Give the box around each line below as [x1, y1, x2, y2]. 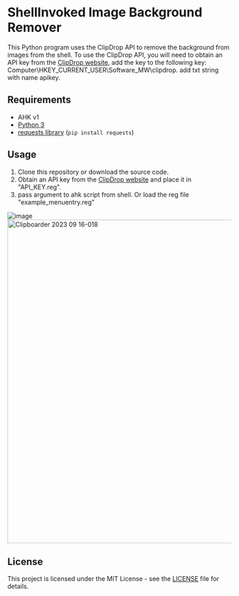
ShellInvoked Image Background [7, 4, 203, 21]
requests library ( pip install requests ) [17, 127, 134, 136]
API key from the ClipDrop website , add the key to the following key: [7, 58, 207, 66]
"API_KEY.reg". [17, 182, 62, 191]
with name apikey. [7, 73, 60, 82]
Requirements [7, 94, 71, 106]
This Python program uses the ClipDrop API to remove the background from [7, 43, 230, 51]
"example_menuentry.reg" [17, 197, 95, 206]
